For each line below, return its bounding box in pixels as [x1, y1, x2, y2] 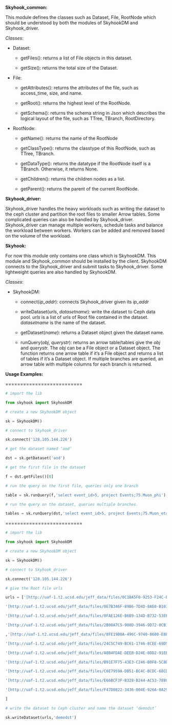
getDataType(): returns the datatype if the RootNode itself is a [20, 161, 151, 166]
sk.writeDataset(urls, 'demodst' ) [5, 715, 77, 720]
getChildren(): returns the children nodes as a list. [20, 176, 125, 182]
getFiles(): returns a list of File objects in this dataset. [20, 55, 133, 61]
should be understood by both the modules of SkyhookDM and [5, 20, 138, 26]
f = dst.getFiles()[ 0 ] [5, 474, 54, 479]
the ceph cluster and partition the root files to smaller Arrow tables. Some [5, 211, 160, 217]
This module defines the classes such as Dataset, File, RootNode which [5, 14, 156, 20]
